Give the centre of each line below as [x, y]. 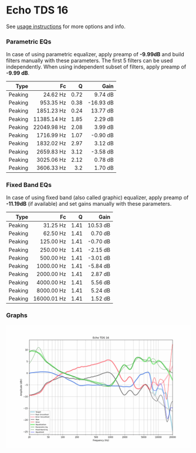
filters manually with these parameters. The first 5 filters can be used [89, 61]
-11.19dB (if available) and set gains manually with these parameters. [89, 204]
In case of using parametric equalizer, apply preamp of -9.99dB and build [95, 55]
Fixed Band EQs [29, 185]
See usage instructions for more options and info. [66, 26]
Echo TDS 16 [37, 10]
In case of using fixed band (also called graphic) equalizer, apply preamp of [97, 197]
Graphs [17, 315]
